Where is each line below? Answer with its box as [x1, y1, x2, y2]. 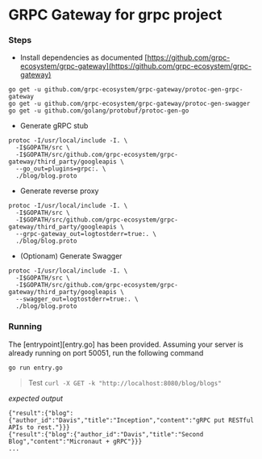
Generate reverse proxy [19, 186, 99, 196]
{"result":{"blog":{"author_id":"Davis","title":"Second [8, 430, 204, 438]
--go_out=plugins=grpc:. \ [15, 165, 106, 173]
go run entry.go [8, 364, 63, 372]
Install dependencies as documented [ [19, 53, 148, 62]
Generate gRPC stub [19, 121, 89, 131]
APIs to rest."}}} [8, 423, 70, 432]
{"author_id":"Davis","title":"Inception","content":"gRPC [8, 416, 211, 424]
